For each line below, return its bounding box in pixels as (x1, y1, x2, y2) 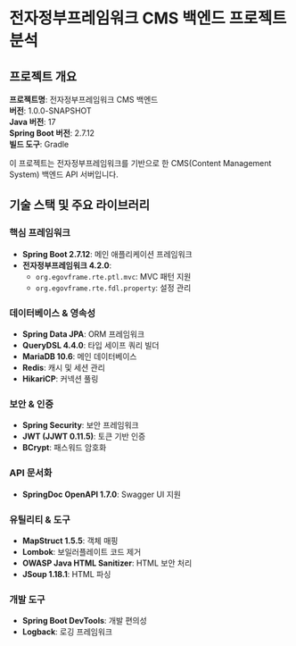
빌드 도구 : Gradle (9, 139, 70, 149)
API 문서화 (9, 466, 53, 479)
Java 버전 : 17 (9, 117, 56, 127)
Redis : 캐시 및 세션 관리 (21, 362, 105, 373)
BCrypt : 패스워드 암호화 (21, 442, 107, 453)
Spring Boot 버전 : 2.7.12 (9, 128, 95, 138)
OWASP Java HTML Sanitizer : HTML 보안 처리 (21, 558, 193, 568)
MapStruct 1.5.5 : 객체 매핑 (21, 535, 119, 546)
